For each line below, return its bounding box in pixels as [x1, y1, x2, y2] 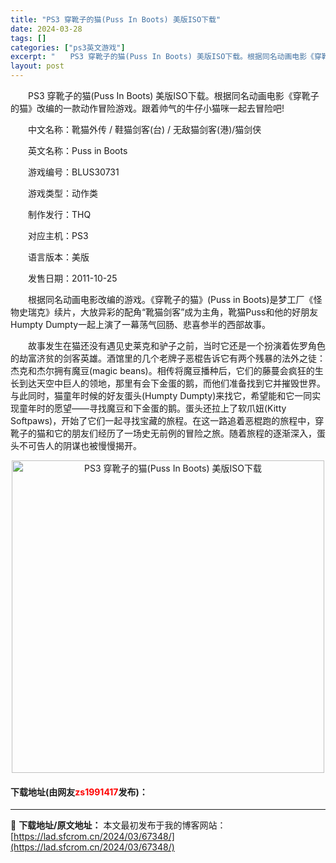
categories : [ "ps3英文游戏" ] [10, 42, 126, 53]
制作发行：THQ [27, 209, 92, 220]
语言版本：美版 [27, 251, 90, 263]
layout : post [10, 61, 65, 71]
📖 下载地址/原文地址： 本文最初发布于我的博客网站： [10, 819, 227, 831]
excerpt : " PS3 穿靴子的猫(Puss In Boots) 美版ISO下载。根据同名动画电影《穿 [10, 52, 322, 62]
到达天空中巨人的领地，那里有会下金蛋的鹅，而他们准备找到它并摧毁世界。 [18, 377, 326, 389]
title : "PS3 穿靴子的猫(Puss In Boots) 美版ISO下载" [10, 14, 222, 25]
